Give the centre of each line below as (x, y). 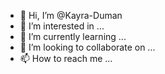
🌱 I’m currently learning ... (73, 36)
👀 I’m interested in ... (62, 26)
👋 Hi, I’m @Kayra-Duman (71, 15)
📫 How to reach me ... (66, 58)
